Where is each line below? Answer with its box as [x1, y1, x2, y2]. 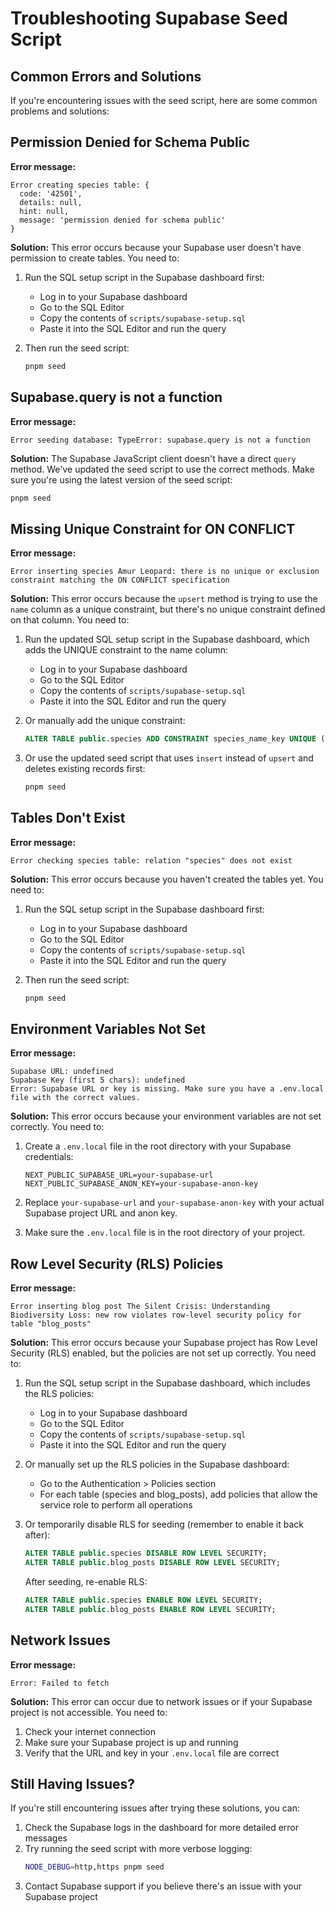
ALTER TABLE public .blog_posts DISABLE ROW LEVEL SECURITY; [24, 1558, 281, 1568]
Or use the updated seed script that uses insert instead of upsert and [24, 752, 314, 764]
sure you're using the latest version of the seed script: [10, 473, 233, 486]
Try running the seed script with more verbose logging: [24, 1843, 253, 1855]
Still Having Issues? [10, 1775, 136, 1792]
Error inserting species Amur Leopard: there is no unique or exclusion [10, 567, 320, 577]
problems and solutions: [10, 105, 110, 117]
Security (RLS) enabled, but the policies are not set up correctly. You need [10, 1347, 317, 1359]
